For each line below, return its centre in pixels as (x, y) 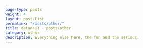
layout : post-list (25, 19)
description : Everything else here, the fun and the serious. (72, 38)
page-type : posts (24, 10)
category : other (22, 33)
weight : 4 (16, 14)
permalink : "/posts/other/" (35, 24)
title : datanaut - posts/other (38, 28)
